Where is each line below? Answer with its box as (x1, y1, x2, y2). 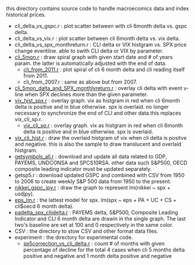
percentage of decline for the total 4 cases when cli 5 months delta (23, 246, 185, 253)
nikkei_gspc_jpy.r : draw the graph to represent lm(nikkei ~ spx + (14, 184, 171, 191)
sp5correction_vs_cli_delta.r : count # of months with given (23, 240, 165, 247)
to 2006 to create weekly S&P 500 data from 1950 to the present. (14, 178, 172, 185)
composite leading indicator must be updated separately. (14, 166, 152, 172)
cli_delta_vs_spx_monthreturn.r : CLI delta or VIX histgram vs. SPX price (14, 41, 187, 48)
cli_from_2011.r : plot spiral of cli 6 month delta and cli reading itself (23, 66, 185, 73)
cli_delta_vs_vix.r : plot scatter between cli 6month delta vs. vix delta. (14, 35, 180, 42)
